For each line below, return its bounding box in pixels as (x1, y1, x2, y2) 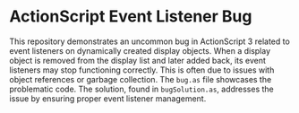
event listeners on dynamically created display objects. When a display (9, 45, 271, 56)
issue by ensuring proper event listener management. (9, 92, 207, 104)
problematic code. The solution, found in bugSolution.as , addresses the (9, 83, 275, 94)
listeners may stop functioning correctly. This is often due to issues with (9, 65, 275, 75)
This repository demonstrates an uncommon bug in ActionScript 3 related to (9, 36, 291, 47)
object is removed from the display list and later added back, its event (9, 55, 267, 65)
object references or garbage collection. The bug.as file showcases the (9, 74, 272, 84)
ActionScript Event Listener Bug (9, 6, 252, 27)
